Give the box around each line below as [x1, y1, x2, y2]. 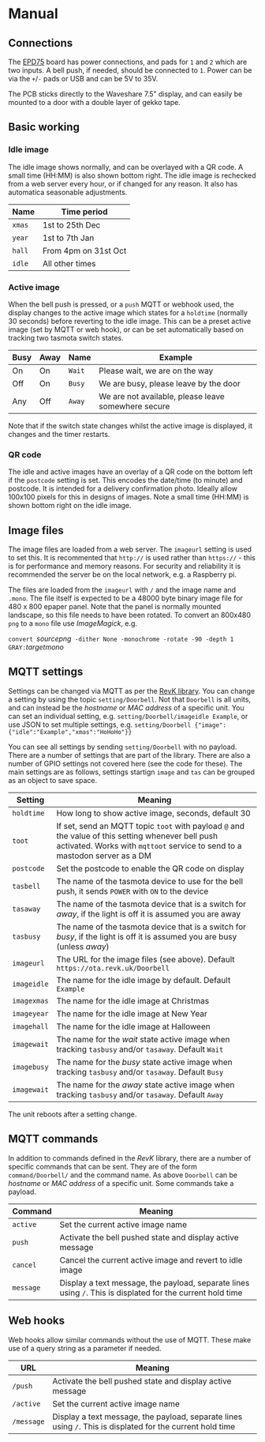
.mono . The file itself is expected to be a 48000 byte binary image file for [8, 593, 243, 603]
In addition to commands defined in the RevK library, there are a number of [8, 1153, 251, 1162]
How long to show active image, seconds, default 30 [56, 808, 251, 819]
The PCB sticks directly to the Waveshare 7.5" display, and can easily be [8, 89, 243, 99]
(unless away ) [56, 941, 110, 952]
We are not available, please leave [98, 390, 225, 401]
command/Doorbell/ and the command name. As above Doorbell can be [8, 1170, 238, 1180]
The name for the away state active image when [56, 1079, 235, 1090]
